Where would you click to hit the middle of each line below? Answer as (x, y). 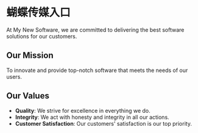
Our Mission (30, 56)
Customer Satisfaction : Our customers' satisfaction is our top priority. (103, 123)
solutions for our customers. (42, 36)
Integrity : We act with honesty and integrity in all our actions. (92, 117)
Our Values (28, 96)
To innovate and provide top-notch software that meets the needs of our (97, 70)
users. (14, 76)
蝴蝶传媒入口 (39, 13)
